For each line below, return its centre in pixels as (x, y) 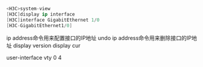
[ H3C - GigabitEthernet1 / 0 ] (39, 25)
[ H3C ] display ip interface (41, 14)
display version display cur (47, 45)
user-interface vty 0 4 (34, 57)
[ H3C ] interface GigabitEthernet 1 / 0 (53, 20)
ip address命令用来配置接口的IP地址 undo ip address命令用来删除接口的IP (99, 38)
